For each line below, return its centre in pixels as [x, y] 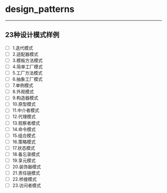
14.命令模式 [24, 129]
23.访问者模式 [27, 186]
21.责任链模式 [26, 173]
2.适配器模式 [25, 54]
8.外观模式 [23, 92]
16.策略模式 [24, 142]
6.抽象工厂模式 [28, 79]
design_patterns [40, 9]
